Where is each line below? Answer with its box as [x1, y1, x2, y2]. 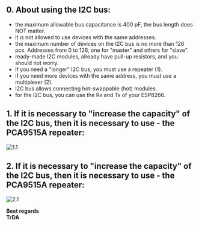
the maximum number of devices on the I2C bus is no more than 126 [14, 40, 185, 47]
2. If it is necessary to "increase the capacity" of [6, 161, 192, 171]
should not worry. [14, 59, 59, 66]
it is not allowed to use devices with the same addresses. [14, 33, 156, 41]
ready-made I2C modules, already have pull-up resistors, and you [14, 52, 179, 60]
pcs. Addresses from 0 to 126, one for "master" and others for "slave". [14, 46, 189, 54]
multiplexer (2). [14, 78, 53, 86]
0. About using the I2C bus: [6, 5, 111, 15]
